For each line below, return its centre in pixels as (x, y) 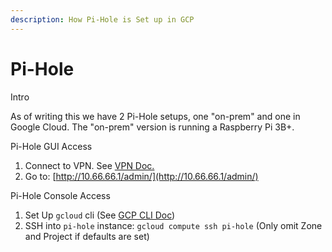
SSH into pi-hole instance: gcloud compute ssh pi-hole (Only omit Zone (173, 225)
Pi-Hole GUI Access (51, 146)
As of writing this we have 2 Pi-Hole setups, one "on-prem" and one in (155, 116)
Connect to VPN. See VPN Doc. (89, 165)
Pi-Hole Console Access (60, 195)
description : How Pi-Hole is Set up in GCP (102, 19)
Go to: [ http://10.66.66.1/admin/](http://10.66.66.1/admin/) (141, 176)
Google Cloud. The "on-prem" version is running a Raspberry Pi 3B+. (152, 127)
